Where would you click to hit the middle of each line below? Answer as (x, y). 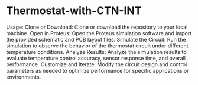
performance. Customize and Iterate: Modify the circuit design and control (97, 64)
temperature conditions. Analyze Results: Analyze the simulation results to (97, 52)
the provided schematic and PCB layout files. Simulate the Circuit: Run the (96, 39)
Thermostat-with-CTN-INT (74, 11)
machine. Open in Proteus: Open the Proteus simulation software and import (99, 33)
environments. (24, 77)
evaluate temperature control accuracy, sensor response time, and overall (96, 58)
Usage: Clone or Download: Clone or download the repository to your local (97, 27)
